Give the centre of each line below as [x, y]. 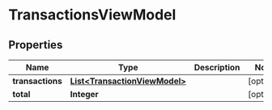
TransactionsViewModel [92, 15]
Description [217, 68]
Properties [36, 45]
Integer [84, 94]
